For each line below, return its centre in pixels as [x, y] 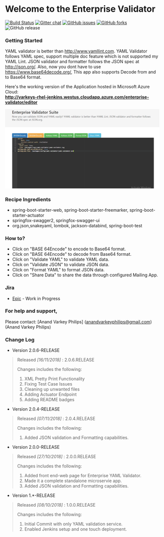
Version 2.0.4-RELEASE [36, 409]
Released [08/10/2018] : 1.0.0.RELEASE [56, 505]
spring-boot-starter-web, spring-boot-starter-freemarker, [70, 210]
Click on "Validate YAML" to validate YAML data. [60, 259]
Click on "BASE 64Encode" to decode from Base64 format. [72, 254]
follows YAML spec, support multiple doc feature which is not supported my [82, 56]
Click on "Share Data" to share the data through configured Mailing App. [85, 275]
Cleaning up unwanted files [52, 389]
